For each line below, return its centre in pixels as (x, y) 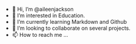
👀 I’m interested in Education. (48, 15)
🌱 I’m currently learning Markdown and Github (69, 22)
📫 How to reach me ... (40, 35)
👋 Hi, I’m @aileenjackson (43, 9)
